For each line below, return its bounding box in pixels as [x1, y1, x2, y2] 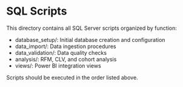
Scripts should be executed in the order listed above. [6, 74, 138, 81]
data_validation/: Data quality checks [15, 49, 107, 56]
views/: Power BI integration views [15, 62, 101, 69]
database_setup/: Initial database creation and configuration [15, 36, 165, 43]
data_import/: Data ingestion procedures [15, 43, 116, 50]
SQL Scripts [6, 4, 67, 18]
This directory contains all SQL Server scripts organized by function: [6, 24, 177, 32]
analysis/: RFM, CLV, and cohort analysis [15, 55, 117, 63]
